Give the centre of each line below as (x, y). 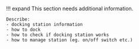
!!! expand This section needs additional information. (70, 9)
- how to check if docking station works (58, 35)
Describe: (18, 19)
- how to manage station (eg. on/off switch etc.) (69, 40)
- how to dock (24, 30)
